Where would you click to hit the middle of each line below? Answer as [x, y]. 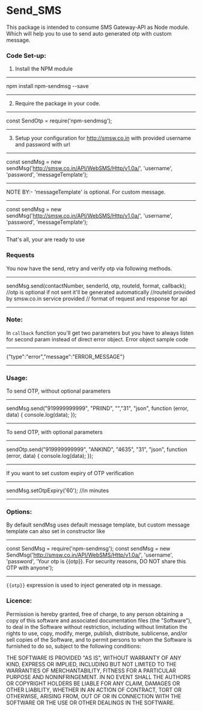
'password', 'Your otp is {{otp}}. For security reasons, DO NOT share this [96, 561]
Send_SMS [34, 11]
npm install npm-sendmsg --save [47, 86]
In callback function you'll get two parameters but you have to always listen [100, 333]
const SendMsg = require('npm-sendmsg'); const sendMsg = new [88, 549]
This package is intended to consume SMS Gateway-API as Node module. [98, 27]
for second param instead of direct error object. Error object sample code [97, 339]
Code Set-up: [26, 55]
